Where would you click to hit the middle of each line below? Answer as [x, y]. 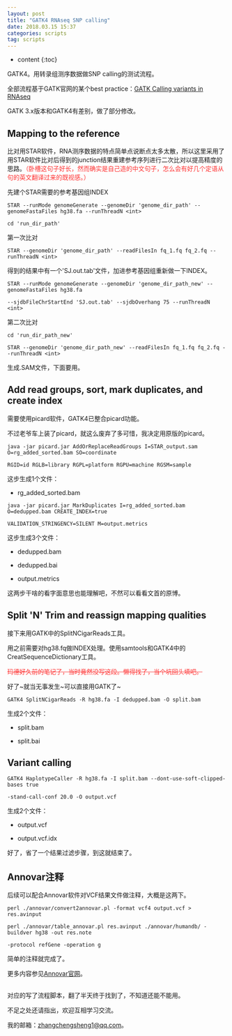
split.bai [29, 741]
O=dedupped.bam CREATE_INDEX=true [57, 511]
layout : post [26, 14]
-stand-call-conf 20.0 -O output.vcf [62, 797]
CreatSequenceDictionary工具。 [53, 656]
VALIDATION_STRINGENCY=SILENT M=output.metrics [78, 524]
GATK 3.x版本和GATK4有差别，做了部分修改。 [74, 111]
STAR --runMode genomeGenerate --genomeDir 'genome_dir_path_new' [106, 283]
